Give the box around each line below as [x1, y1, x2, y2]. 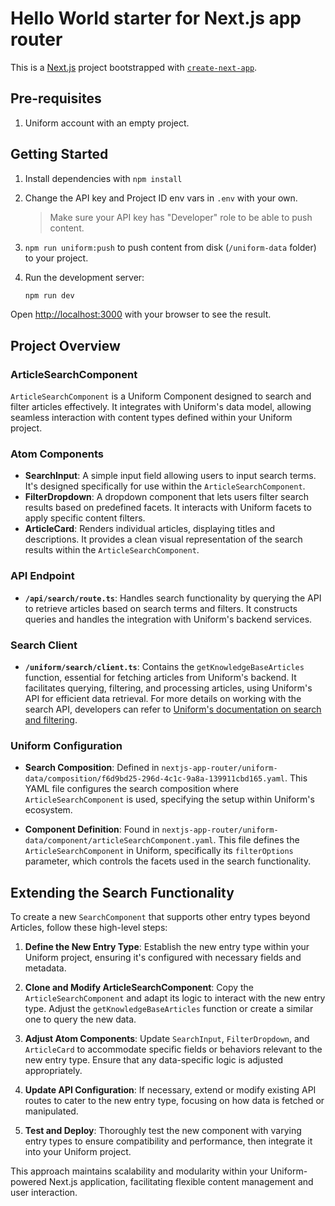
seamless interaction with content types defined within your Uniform [10, 412, 293, 424]
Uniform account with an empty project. [24, 117, 190, 129]
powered [10, 1176, 47, 1188]
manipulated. [24, 1105, 79, 1117]
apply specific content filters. [24, 512, 146, 524]
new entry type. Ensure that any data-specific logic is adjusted [24, 1054, 284, 1066]
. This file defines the [213, 834, 300, 846]
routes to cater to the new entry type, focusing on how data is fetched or [24, 1095, 325, 1107]
